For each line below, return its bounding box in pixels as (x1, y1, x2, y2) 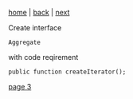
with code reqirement (8, 53, 79, 61)
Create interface (8, 23, 62, 32)
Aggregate (8, 38, 41, 46)
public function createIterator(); (8, 68, 127, 76)
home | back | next (8, 8, 70, 17)
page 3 (8, 82, 32, 91)
